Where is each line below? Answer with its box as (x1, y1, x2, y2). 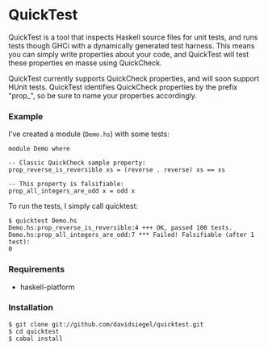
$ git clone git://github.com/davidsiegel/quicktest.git (8, 320, 204, 328)
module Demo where (8, 145, 70, 153)
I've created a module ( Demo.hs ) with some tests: (8, 129, 170, 139)
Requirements (8, 264, 65, 275)
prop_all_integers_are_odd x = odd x (8, 187, 136, 195)
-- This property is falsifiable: (8, 180, 125, 189)
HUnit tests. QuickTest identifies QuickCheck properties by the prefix (8, 82, 238, 92)
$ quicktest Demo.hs (8, 217, 78, 225)
